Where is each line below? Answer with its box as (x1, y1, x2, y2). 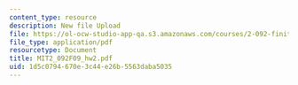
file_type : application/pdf (9, 37, 114, 47)
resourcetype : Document (9, 46, 98, 55)
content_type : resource (9, 12, 98, 22)
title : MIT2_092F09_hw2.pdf (9, 54, 114, 63)
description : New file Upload (9, 21, 122, 30)
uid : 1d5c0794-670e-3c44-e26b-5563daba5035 (9, 63, 173, 72)
